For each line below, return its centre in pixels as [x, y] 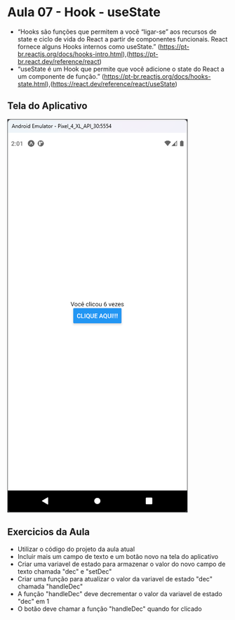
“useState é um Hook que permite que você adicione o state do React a [121, 69]
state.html [32, 84]
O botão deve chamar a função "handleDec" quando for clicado [109, 609]
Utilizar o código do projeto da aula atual [76, 549]
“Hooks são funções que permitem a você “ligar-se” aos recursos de [117, 32]
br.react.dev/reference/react [58, 61]
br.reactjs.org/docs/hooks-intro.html [70, 54]
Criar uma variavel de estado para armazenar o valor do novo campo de [121, 564]
